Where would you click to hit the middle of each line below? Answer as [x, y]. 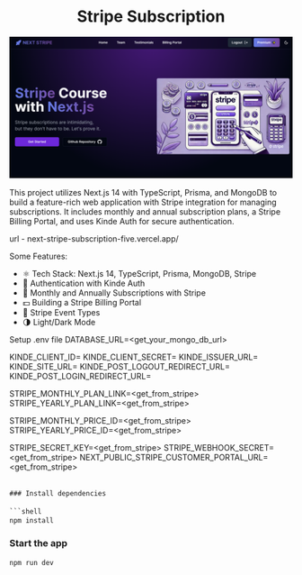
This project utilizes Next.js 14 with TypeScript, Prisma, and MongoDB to [143, 192]
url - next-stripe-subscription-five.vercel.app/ [94, 238]
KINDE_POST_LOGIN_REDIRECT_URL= [80, 376]
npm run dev [31, 563]
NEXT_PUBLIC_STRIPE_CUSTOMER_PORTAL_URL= [174, 457]
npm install [31, 520]
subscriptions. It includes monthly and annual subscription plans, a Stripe [145, 211]
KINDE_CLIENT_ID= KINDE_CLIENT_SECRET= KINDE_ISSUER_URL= [134, 357]
